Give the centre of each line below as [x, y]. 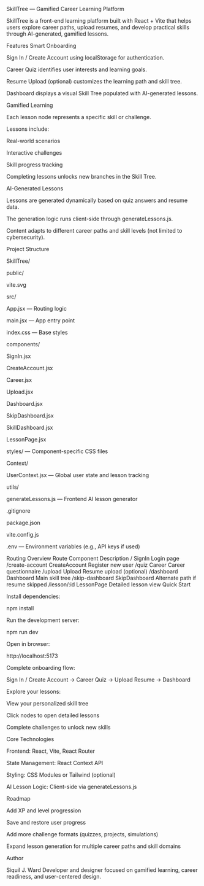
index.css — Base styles [37, 332]
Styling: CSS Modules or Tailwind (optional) [61, 775]
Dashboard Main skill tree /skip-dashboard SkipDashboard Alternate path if [101, 578]
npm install [20, 608]
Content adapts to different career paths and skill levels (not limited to [94, 231]
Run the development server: [43, 620]
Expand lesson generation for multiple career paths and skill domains [94, 846]
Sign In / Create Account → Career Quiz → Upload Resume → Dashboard [99, 680]
